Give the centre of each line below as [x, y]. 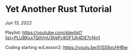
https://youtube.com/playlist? [52, 32]
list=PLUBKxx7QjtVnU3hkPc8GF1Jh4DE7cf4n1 [53, 38]
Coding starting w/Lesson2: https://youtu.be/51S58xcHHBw [66, 47]
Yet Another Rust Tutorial [59, 9]
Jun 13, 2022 [18, 23]
